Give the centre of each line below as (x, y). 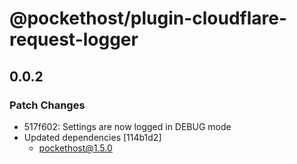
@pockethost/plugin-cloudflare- (148, 18)
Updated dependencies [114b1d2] (92, 137)
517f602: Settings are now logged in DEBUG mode (127, 126)
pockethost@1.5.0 (75, 148)
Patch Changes (47, 105)
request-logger (74, 39)
